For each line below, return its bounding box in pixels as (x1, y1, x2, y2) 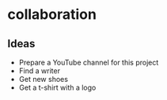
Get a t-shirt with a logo (18, 83, 97, 92)
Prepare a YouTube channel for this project (18, 57, 159, 67)
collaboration (7, 6, 97, 24)
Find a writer (18, 66, 61, 76)
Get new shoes (18, 75, 69, 83)
